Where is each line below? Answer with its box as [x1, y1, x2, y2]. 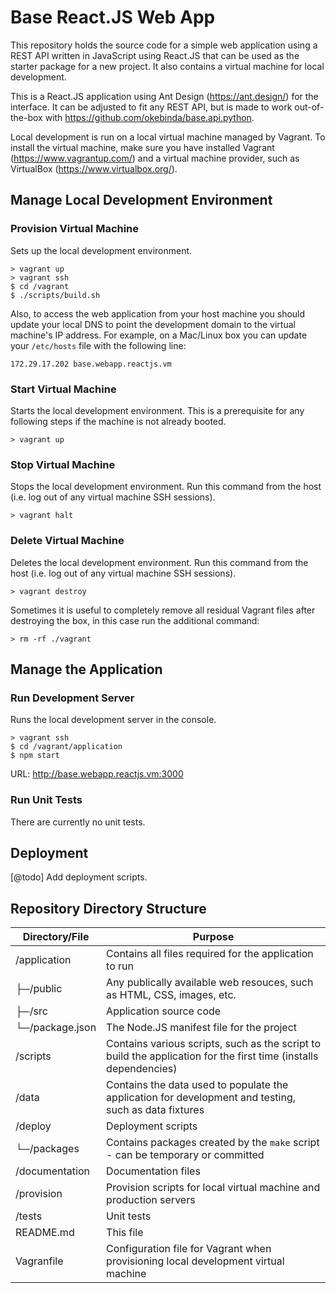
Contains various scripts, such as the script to [106, 1037, 321, 1051]
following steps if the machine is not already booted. [10, 415, 227, 427]
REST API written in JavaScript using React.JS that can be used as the [10, 49, 300, 61]
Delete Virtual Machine [10, 534, 125, 548]
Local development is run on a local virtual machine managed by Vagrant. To [10, 131, 326, 143]
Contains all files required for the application [106, 947, 314, 961]
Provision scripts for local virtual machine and [106, 1181, 321, 1195]
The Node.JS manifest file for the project [106, 1021, 298, 1035]
